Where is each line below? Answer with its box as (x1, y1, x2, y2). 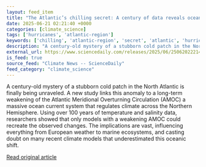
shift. (6, 142, 20, 149)
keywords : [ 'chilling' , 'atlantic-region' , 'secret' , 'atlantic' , (6, 37, 180, 44)
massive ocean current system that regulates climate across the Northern (6, 103, 193, 110)
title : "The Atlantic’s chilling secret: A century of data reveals (6, 15, 185, 21)
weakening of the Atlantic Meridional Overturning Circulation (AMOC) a (6, 96, 186, 103)
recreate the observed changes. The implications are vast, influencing (6, 122, 183, 130)
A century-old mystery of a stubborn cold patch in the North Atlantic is (6, 83, 185, 90)
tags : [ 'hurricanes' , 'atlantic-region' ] (6, 32, 114, 38)
